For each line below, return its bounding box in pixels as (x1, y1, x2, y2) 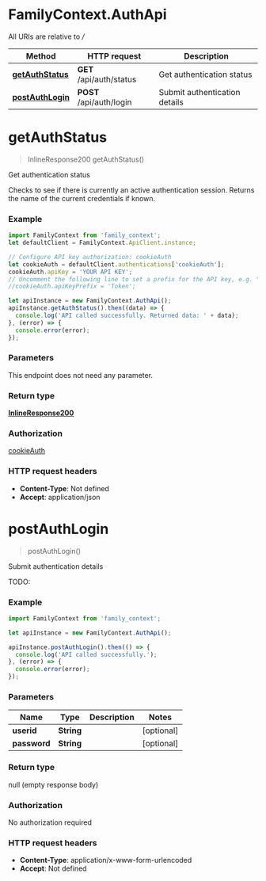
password (12, 738, 51, 749)
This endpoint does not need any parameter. (8, 370, 153, 379)
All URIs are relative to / (8, 32, 85, 41)
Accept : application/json (19, 492, 101, 502)
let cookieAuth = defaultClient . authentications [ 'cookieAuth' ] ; (8, 260, 225, 269)
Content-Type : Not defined (19, 483, 109, 493)
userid (12, 725, 37, 736)
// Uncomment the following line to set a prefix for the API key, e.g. (8, 275, 253, 283)
